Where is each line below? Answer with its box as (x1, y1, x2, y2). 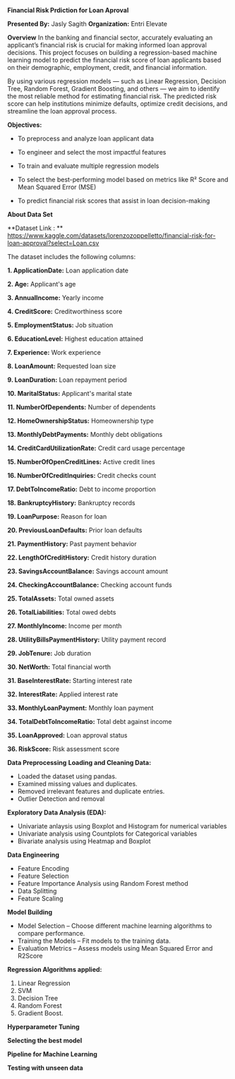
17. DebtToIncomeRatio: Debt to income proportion (7, 485, 157, 493)
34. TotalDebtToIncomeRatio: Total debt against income (7, 718, 172, 725)
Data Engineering (7, 850, 60, 859)
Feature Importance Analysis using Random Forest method (17, 879, 188, 888)
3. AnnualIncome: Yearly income (7, 294, 104, 302)
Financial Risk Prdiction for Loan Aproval (7, 6, 129, 14)
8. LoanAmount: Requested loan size (7, 362, 116, 370)
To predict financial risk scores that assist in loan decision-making (17, 197, 210, 205)
